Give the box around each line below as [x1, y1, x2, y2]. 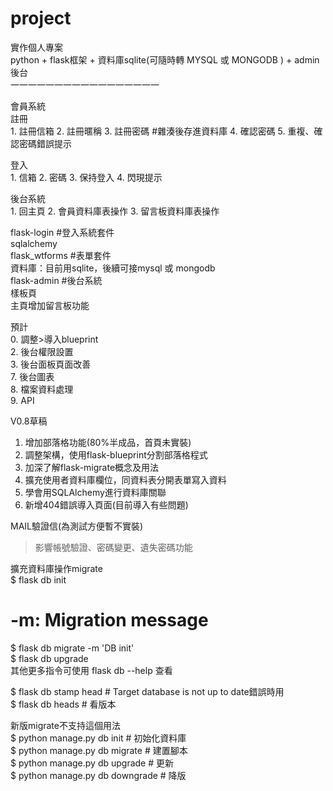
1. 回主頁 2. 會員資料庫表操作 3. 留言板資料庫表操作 [10, 205, 220, 217]
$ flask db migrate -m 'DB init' [10, 642, 135, 654]
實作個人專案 [10, 41, 63, 53]
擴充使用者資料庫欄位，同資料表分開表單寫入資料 [24, 473, 227, 486]
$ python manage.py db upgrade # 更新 [10, 757, 175, 769]
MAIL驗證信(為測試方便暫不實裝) [10, 520, 144, 532]
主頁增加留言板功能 [10, 299, 90, 311]
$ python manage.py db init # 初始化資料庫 [10, 732, 187, 744]
